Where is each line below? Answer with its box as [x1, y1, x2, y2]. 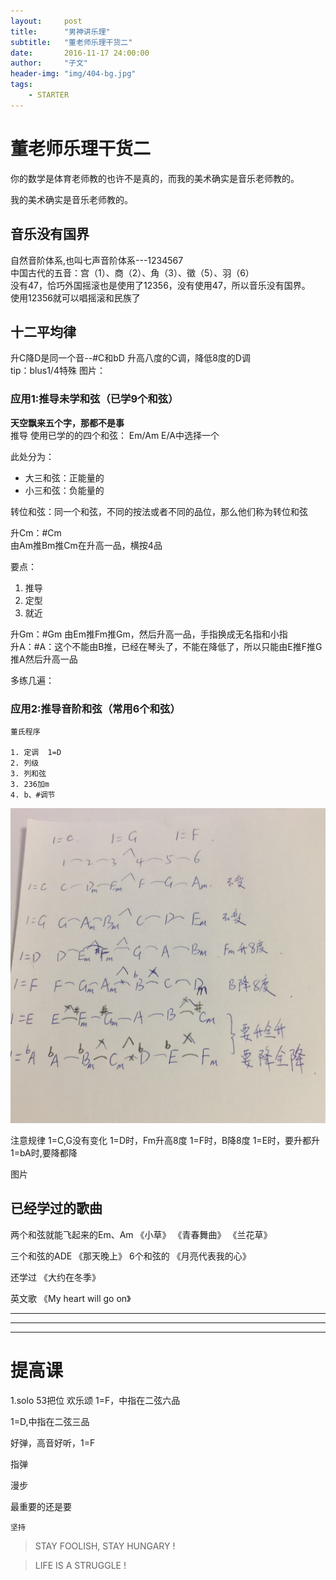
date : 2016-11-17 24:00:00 [10, 48, 150, 58]
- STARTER [28, 90, 70, 100]
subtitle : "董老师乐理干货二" [10, 37, 133, 47]
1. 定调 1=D [10, 747, 62, 757]
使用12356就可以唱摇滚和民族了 [10, 291, 141, 304]
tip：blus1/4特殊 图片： [10, 365, 106, 377]
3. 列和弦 [10, 768, 47, 779]
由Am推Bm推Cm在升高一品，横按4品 [10, 539, 163, 551]
